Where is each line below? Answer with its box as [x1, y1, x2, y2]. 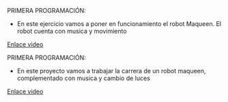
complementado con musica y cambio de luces [16, 74, 150, 82]
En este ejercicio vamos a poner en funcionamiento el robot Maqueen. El [16, 20, 222, 27]
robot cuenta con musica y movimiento [16, 27, 128, 35]
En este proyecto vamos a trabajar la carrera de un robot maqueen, [16, 67, 206, 75]
